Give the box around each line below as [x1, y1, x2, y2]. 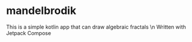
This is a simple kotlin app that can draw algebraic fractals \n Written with [6, 23, 186, 30]
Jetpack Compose [6, 29, 52, 36]
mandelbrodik [6, 4, 77, 17]
